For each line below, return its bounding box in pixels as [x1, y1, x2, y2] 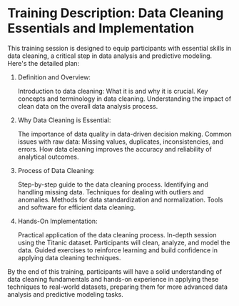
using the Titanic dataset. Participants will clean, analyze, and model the [17, 238, 230, 247]
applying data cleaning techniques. [17, 253, 121, 262]
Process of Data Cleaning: [17, 166, 95, 174]
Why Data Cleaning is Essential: [17, 116, 111, 124]
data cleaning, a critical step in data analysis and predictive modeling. [7, 51, 213, 60]
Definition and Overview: [17, 73, 91, 82]
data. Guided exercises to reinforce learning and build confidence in [17, 245, 218, 255]
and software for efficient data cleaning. [17, 202, 136, 212]
